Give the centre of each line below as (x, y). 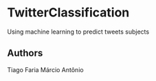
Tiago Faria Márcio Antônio (45, 69)
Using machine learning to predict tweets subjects (78, 32)
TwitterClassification (68, 13)
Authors (25, 53)
